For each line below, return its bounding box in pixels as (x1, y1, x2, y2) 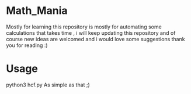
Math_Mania (6, 4, 68, 17)
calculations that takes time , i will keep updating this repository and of (6, 29, 176, 36)
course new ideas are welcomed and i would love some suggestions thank (6, 35, 185, 42)
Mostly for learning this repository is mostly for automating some (6, 23, 162, 30)
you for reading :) (6, 42, 48, 49)
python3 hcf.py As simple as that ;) (6, 81, 91, 88)
